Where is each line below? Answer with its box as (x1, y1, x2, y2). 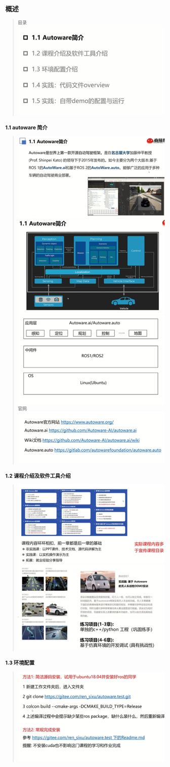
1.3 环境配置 (5, 659, 35, 666)
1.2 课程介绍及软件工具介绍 (5, 472, 71, 479)
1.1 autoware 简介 (5, 124, 48, 131)
